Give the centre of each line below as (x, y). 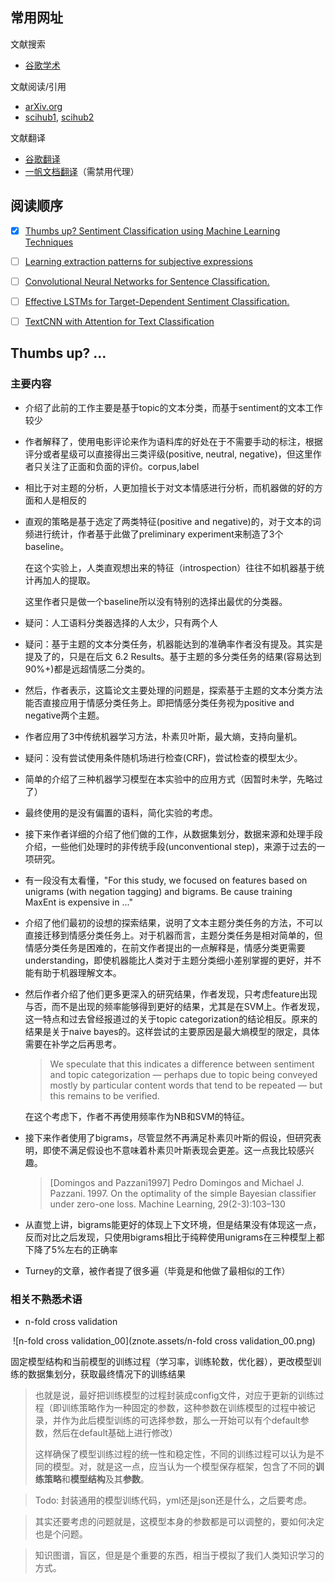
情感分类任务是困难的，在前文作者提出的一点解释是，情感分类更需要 (165, 947)
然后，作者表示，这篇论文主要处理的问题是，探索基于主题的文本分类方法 (173, 690)
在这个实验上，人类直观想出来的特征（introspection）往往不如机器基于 (170, 567)
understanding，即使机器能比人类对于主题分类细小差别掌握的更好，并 (168, 960)
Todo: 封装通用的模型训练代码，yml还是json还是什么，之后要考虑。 (173, 1500)
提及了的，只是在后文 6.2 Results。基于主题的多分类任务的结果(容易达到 (173, 656)
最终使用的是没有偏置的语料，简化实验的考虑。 (121, 812)
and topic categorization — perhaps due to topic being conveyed (183, 1074)
